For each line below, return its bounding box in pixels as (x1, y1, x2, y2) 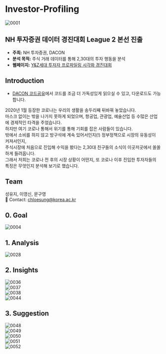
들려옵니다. (14, 150, 36, 156)
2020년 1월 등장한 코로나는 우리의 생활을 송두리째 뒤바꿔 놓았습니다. (5, 107, 136, 113)
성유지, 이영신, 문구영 (5, 191, 46, 197)
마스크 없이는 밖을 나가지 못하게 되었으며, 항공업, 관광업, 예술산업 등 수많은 (5, 113, 149, 119)
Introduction (5, 77, 44, 85)
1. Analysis (5, 239, 40, 247)
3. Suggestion (5, 309, 49, 318)
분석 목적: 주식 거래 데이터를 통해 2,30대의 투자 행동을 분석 (12, 55, 126, 61)
